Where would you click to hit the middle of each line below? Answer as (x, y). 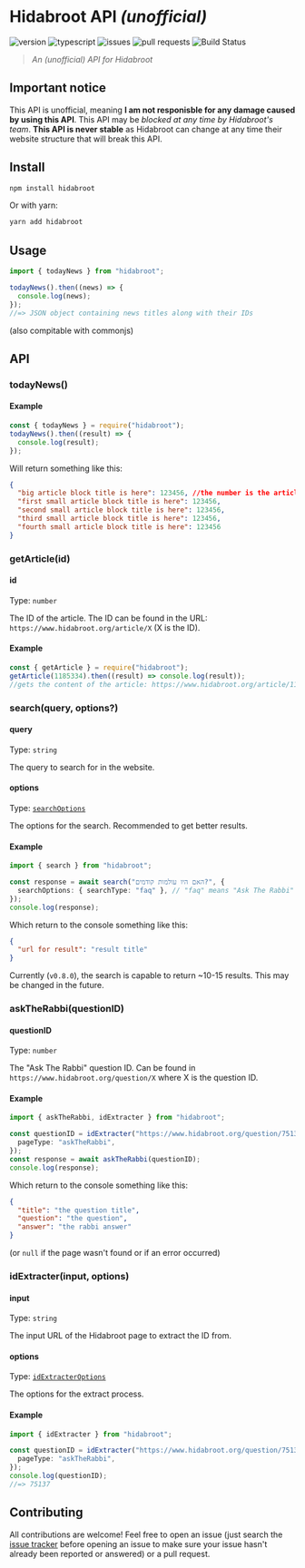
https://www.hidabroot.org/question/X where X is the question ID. (134, 1078)
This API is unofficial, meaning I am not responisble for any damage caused (152, 110)
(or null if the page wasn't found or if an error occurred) (115, 1253)
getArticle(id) (40, 558)
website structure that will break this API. (86, 139)
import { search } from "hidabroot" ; (81, 866)
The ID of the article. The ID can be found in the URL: (108, 618)
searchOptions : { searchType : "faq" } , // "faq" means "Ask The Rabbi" (156, 890)
